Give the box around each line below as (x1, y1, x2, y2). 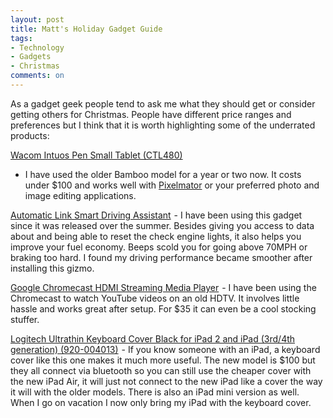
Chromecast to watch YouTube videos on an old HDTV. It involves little (10, 292, 300, 304)
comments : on (10, 71, 65, 81)
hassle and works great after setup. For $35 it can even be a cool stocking (10, 302, 317, 315)
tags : (10, 33, 33, 43)
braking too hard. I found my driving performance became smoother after (10, 251, 313, 263)
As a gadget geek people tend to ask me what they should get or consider (10, 97, 316, 110)
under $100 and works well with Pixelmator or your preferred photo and (24, 179, 320, 191)
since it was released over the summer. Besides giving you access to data (10, 219, 315, 231)
